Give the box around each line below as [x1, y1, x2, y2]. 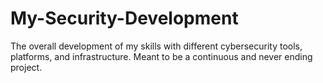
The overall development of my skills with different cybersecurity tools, [10, 40, 303, 52]
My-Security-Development [10, 7, 239, 30]
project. [10, 61, 43, 73]
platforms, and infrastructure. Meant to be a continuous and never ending [10, 50, 313, 62]
